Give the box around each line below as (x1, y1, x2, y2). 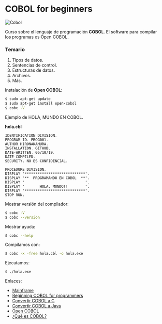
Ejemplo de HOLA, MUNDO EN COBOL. (5, 114, 83, 120)
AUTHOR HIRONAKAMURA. (5, 142, 49, 146)
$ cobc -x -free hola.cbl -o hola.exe (5, 251, 83, 256)
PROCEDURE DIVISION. (5, 167, 47, 172)
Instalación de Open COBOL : (5, 87, 62, 93)
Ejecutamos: (5, 260, 30, 266)
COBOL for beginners (5, 3, 93, 15)
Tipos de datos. (12, 57, 44, 63)
